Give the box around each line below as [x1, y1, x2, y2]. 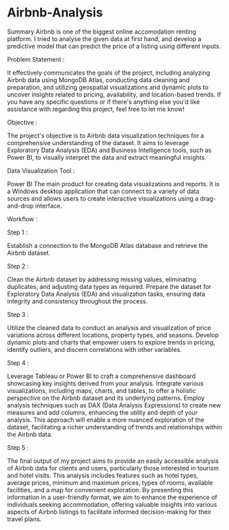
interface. [35, 201, 63, 210]
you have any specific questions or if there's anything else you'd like [7, 97, 200, 105]
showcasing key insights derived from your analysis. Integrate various [7, 379, 204, 388]
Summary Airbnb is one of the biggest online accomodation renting [7, 27, 197, 36]
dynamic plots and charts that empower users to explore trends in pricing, [7, 338, 215, 346]
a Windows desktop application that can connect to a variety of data [7, 187, 200, 195]
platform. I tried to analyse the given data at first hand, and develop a [7, 34, 202, 42]
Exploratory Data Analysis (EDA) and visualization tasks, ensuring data [7, 290, 206, 298]
